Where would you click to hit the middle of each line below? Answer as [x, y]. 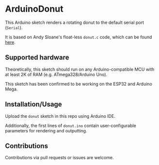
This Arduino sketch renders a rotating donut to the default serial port [75, 22]
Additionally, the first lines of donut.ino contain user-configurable [71, 126]
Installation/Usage [34, 104]
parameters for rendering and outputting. [46, 130]
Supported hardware [37, 58]
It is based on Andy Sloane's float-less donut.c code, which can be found [79, 37]
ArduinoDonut [34, 9]
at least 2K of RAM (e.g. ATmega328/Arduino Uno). [56, 74]
